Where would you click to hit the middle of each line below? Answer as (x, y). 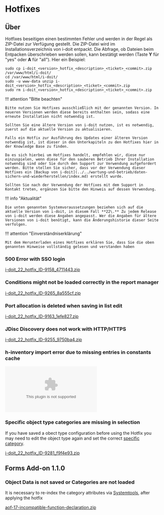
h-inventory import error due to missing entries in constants (78, 352)
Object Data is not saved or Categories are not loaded (70, 482)
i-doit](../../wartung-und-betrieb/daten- (104, 172)
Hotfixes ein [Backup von (31, 172)
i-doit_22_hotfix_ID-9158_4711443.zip (43, 269)
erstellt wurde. (107, 177)
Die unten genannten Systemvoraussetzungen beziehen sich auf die (74, 207)
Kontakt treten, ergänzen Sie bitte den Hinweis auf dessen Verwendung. (81, 189)
